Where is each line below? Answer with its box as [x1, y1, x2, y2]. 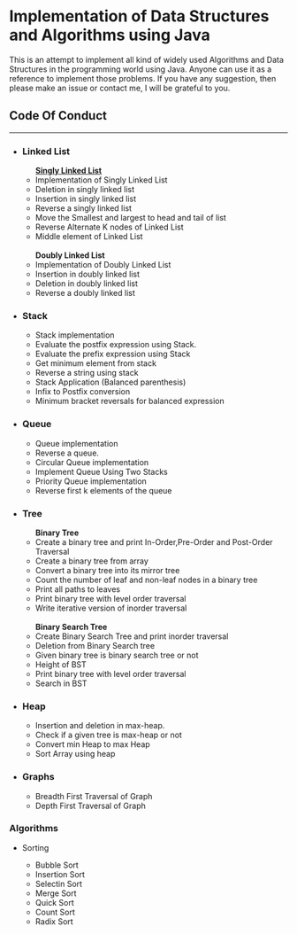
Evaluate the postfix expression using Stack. [34, 339, 197, 350]
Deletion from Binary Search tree [34, 640, 156, 650]
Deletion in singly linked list [34, 184, 135, 195]
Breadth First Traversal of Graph [34, 790, 153, 801]
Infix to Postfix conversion [34, 386, 131, 397]
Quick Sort [34, 897, 75, 907]
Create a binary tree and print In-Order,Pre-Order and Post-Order [34, 536, 273, 547]
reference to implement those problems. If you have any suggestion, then [9, 73, 277, 83]
